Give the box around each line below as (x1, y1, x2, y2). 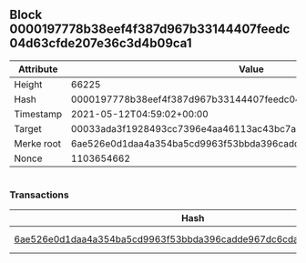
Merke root (14, 137, 62, 149)
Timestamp (14, 107, 63, 120)
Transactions (9, 188, 70, 201)
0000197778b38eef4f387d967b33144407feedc (9, 22, 291, 37)
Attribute (17, 63, 58, 76)
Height (14, 77, 43, 90)
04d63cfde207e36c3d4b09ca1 (9, 35, 192, 51)
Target (14, 122, 43, 135)
